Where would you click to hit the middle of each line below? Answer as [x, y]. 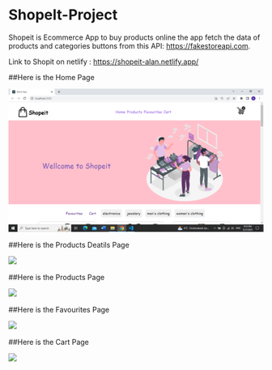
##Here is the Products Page [57, 277]
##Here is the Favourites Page [59, 309]
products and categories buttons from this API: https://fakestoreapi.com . [130, 45]
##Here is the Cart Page [49, 342]
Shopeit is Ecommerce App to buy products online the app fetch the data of [134, 37]
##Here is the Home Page [51, 77]
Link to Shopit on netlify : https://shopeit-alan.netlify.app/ [104, 62]
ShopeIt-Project [63, 15]
